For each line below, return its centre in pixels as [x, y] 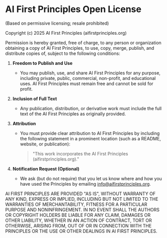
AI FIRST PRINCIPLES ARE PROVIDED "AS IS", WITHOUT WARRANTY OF [80, 193]
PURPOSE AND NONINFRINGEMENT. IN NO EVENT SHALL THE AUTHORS [82, 209]
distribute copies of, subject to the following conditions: [63, 53]
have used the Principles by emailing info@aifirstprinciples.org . [85, 184]
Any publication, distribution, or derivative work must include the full [91, 108]
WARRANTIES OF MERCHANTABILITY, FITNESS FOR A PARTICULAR [76, 204]
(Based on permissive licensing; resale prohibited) [57, 23]
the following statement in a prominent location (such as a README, [90, 138]
